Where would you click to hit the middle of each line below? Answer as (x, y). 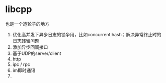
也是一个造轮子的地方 (27, 24)
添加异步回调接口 (30, 47)
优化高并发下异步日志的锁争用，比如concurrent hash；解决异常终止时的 (87, 34)
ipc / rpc (21, 64)
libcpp (19, 9)
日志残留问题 (26, 41)
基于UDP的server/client (37, 53)
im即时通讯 (24, 70)
